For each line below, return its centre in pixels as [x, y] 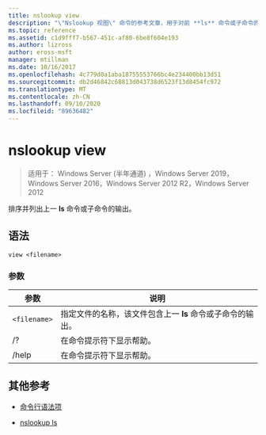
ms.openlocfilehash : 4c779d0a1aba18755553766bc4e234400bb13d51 [115, 74]
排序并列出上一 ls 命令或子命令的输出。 [72, 208]
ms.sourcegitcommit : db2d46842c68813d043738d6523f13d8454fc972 [115, 82]
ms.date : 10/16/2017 [42, 67]
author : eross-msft [40, 52]
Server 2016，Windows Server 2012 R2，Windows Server [154, 183]
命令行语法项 [40, 406]
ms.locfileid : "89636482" [51, 112]
